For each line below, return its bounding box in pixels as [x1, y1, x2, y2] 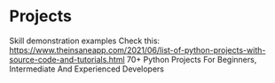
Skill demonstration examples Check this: [9, 35, 161, 46]
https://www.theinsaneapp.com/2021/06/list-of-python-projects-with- [9, 44, 266, 55]
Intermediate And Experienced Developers [9, 64, 164, 74]
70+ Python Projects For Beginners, [127, 54, 257, 64]
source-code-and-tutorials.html [9, 54, 126, 64]
